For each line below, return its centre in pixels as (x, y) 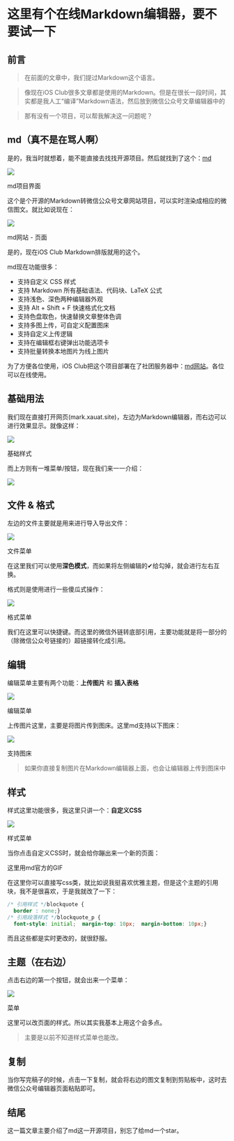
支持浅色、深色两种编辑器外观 (60, 299)
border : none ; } (37, 911)
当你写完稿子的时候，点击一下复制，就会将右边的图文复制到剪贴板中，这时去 (117, 1080)
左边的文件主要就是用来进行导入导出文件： (68, 524)
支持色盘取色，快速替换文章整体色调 (69, 316)
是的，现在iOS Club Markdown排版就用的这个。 (76, 252)
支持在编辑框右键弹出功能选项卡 (63, 343)
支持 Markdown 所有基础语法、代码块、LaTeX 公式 (89, 290)
